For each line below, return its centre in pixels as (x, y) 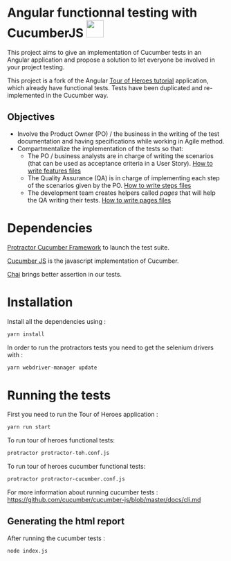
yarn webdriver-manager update (52, 368)
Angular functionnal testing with (102, 13)
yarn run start (29, 427)
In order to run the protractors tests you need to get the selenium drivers (111, 347)
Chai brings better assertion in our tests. (65, 274)
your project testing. (36, 67)
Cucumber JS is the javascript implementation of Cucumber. (93, 261)
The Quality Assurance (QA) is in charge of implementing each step (123, 178)
